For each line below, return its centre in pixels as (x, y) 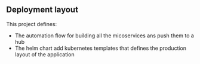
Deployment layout (42, 10)
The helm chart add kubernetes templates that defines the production (101, 48)
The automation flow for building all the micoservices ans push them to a (104, 36)
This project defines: (32, 24)
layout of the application (44, 54)
